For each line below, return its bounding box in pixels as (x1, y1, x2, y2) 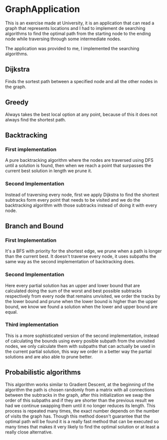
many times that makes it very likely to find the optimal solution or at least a (5, 424, 160, 430)
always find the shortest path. (5, 116, 66, 122)
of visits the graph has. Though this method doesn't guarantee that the (5, 413, 150, 419)
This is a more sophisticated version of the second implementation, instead (5, 332, 159, 338)
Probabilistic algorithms (5, 368, 81, 377)
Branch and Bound (5, 221, 64, 230)
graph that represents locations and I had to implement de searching (5, 25, 146, 31)
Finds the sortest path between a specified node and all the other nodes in (5, 78, 158, 84)
